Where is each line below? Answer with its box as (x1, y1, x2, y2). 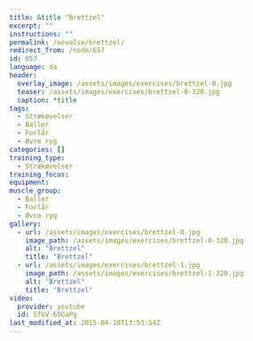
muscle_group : (9, 186, 62, 195)
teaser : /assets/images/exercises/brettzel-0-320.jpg (17, 87, 220, 96)
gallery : (9, 219, 42, 228)
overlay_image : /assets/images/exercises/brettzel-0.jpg (17, 79, 233, 88)
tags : (9, 104, 29, 113)
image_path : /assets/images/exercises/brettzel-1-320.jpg (25, 269, 244, 278)
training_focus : (9, 170, 69, 178)
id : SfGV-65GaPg (17, 310, 77, 320)
